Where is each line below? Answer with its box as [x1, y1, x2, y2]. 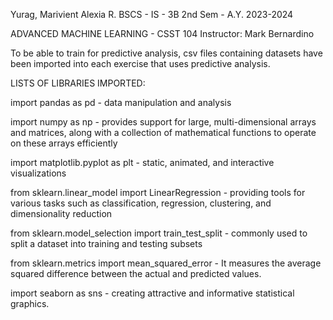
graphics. [10, 298, 50, 309]
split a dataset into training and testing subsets [10, 238, 203, 249]
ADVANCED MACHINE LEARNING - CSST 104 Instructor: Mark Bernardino [10, 28, 315, 39]
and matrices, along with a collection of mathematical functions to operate [10, 127, 317, 138]
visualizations [10, 167, 67, 179]
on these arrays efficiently [10, 137, 118, 149]
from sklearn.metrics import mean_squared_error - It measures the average [10, 257, 322, 269]
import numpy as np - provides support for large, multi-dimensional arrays [10, 116, 317, 128]
